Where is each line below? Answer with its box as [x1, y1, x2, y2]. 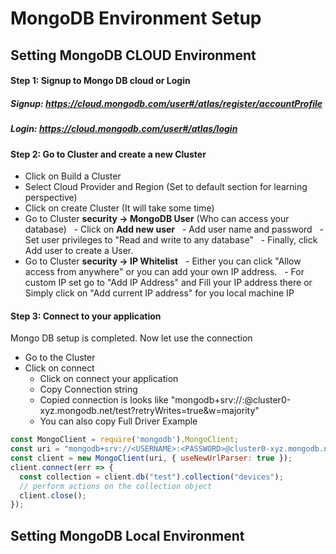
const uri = [10, 444, 60, 454]
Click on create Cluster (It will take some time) [24, 202, 215, 214]
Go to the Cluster [24, 352, 96, 364]
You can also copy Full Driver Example [39, 415, 198, 427]
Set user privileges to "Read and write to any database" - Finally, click [24, 234, 318, 246]
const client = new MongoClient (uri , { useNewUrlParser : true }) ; [10, 453, 293, 464]
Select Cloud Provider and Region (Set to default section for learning [24, 181, 308, 193]
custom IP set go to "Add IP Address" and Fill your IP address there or [24, 277, 313, 289]
